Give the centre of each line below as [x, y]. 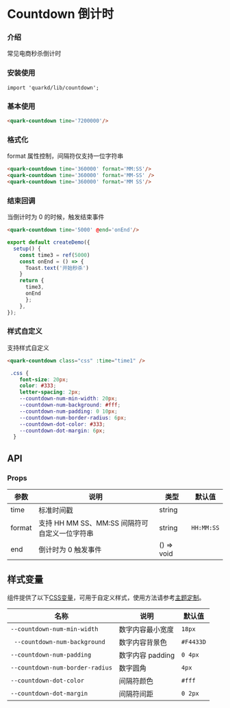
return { [32, 281]
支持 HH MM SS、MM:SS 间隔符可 [93, 523]
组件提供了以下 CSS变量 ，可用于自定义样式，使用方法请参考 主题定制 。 [106, 597]
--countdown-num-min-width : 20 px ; [68, 399]
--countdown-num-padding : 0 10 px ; [68, 411]
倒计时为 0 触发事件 [70, 550]
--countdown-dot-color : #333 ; [63, 424]
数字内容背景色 [143, 642]
